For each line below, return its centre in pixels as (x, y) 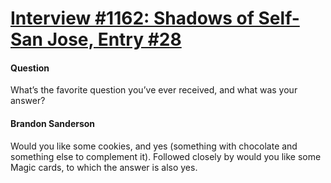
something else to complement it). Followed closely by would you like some (166, 156)
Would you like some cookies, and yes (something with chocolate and (154, 146)
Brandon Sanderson (53, 123)
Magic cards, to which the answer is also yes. (104, 167)
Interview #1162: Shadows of (132, 18)
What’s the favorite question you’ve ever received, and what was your (154, 90)
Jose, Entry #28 (114, 39)
